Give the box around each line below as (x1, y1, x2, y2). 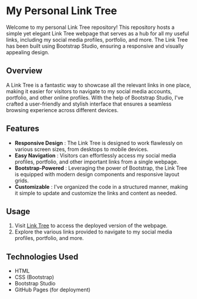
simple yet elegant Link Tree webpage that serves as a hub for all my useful (6, 29, 189, 37)
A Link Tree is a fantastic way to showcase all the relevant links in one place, (6, 81, 191, 88)
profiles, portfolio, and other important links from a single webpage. (14, 158, 179, 165)
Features (6, 124, 39, 134)
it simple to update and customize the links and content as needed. (14, 189, 178, 196)
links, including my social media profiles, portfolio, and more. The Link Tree (6, 36, 188, 43)
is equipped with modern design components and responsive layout (14, 170, 179, 178)
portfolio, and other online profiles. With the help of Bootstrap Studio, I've (6, 94, 184, 101)
